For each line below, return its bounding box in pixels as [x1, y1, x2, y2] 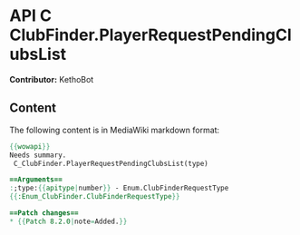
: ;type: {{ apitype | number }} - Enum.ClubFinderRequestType [9, 183, 229, 193]
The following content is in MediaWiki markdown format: [9, 124, 220, 135]
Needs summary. [9, 151, 67, 160]
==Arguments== [9, 175, 63, 184]
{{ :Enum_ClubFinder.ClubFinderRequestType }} [9, 192, 180, 201]
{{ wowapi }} [9, 142, 51, 151]
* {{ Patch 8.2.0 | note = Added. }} [9, 217, 128, 226]
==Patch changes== [9, 209, 79, 218]
